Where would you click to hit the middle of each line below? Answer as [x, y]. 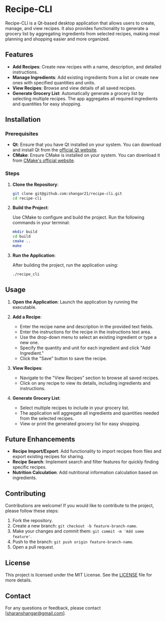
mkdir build [25, 232]
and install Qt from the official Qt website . [55, 150]
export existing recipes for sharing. [48, 457]
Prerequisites [22, 134]
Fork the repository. [33, 521]
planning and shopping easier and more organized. [58, 39]
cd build [21, 237]
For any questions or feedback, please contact [53, 608]
